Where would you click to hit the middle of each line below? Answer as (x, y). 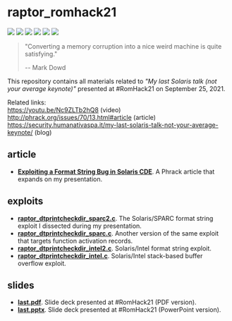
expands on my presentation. (60, 179)
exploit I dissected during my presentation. (80, 226)
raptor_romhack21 (62, 12)
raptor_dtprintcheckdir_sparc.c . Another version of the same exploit (118, 233)
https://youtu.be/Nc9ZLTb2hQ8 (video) (64, 109)
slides (21, 285)
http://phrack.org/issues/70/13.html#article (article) (82, 117)
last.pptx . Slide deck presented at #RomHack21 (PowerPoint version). (119, 310)
